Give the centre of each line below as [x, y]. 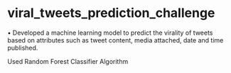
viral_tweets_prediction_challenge [111, 13]
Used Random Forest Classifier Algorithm [68, 61]
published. [23, 47]
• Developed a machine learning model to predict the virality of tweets [110, 33]
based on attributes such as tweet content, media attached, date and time [116, 40]
